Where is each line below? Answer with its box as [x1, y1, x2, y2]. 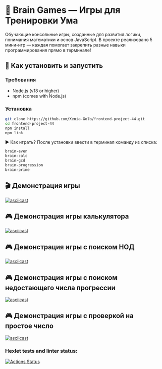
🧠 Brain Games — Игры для [5, 4, 120, 16]
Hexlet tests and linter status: [5, 347, 78, 354]
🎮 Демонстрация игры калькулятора [5, 212, 129, 220]
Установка [5, 105, 32, 112]
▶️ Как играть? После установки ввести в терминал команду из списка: [5, 139, 158, 145]
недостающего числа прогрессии [5, 283, 115, 292]
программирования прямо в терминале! [5, 47, 91, 53]
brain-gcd [5, 158, 26, 163]
